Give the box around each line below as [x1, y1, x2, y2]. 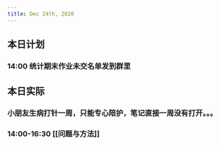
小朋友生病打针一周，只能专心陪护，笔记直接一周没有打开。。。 [7, 108, 218, 118]
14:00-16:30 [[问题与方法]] [7, 129, 100, 139]
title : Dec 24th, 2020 [7, 10, 74, 18]
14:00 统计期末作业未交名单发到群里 [7, 61, 131, 71]
